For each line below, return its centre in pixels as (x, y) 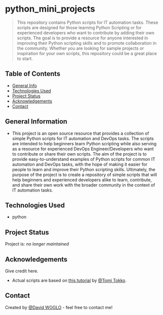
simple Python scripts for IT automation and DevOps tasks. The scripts (83, 138)
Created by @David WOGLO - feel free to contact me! (59, 307)
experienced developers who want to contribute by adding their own (86, 33)
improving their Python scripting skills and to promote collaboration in (87, 43)
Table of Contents (33, 74)
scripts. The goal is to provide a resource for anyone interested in (82, 38)
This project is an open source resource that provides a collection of (81, 133)
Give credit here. (22, 271)
